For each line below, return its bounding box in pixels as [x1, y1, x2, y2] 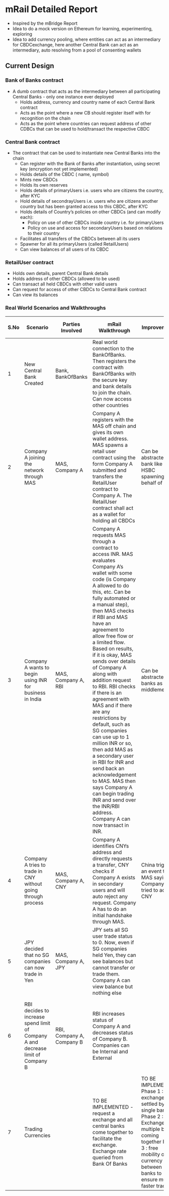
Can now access [92, 395, 132, 402]
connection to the [92, 345, 134, 352]
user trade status [92, 932, 133, 939]
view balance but [92, 983, 133, 990]
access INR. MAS [92, 550, 133, 557]
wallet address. [92, 435, 129, 442]
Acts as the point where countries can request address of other [20, 120, 152, 127]
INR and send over [92, 796, 136, 803]
